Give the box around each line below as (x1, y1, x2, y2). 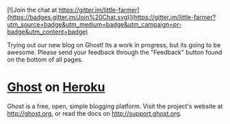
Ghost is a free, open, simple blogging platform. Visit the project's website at (7, 102, 223, 110)
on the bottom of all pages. (7, 55, 84, 64)
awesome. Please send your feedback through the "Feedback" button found (7, 48, 222, 56)
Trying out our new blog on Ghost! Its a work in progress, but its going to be (7, 41, 221, 49)
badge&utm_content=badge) (7, 27, 88, 36)
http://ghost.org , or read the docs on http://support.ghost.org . (7, 109, 182, 117)
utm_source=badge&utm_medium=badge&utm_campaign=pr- (7, 21, 182, 28)
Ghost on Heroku (7, 79, 105, 95)
